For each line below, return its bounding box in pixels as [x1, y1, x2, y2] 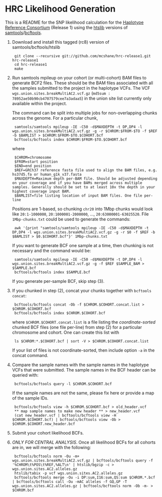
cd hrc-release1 [14, 62, 47, 67]
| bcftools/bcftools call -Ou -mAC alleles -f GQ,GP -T [12, 479, 127, 484]
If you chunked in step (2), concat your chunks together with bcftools [12, 287, 151, 294]
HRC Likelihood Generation [5, 3, 116, 15]
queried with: [12, 372, 39, 378]
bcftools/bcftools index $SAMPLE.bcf [14, 270, 90, 275]
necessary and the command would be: [12, 248, 91, 253]
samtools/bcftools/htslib [12, 44, 60, 50]
